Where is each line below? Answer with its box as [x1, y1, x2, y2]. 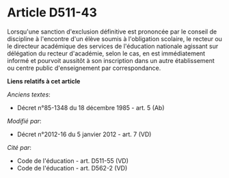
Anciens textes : [7, 90, 51, 99]
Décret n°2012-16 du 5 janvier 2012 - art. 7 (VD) [16, 130, 152, 138]
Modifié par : [7, 116, 42, 125]
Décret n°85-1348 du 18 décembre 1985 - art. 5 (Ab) [16, 103, 165, 112]
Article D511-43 [7, 5, 97, 21]
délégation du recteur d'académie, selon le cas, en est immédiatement [7, 49, 206, 58]
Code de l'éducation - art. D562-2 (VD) [16, 164, 128, 172]
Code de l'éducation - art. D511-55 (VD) [16, 156, 129, 165]
